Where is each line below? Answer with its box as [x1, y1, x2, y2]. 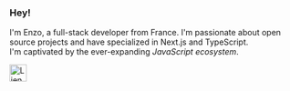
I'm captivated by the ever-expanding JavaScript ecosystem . [9, 46, 239, 57]
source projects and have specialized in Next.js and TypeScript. [9, 36, 249, 47]
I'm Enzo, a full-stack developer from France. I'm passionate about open [9, 27, 281, 38]
